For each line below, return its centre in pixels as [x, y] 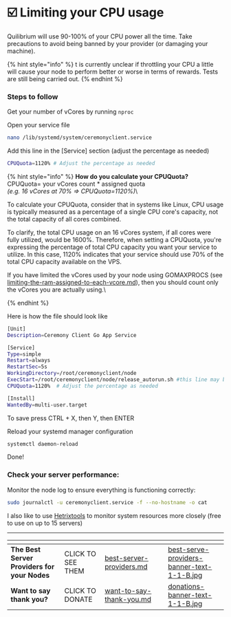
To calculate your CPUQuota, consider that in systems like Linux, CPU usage [115, 204]
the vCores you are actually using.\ [57, 290]
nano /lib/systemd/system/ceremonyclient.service [80, 138]
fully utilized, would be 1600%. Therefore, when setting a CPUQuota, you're [114, 239]
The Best [26, 549]
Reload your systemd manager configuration [70, 431]
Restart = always [29, 360]
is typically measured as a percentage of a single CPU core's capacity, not [113, 212]
